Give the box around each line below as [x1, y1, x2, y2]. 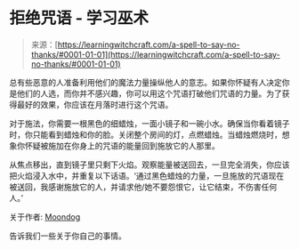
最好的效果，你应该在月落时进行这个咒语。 [16, 99, 174, 109]
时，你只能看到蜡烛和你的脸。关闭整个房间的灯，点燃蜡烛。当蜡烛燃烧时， [9, 129, 282, 140]
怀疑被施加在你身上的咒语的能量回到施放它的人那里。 [24, 140, 220, 151]
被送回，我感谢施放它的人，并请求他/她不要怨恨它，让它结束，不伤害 [9, 181, 263, 192]
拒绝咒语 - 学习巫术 [9, 8, 149, 28]
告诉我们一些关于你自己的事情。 [9, 230, 126, 241]
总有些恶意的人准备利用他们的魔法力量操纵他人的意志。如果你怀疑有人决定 [9, 76, 282, 87]
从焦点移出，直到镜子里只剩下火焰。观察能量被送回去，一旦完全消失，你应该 [9, 159, 290, 170]
